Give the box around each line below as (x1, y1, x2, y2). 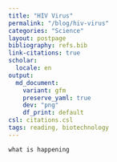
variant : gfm (22, 86, 67, 95)
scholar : (8, 57, 38, 65)
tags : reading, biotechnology (8, 124, 110, 132)
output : (8, 71, 34, 79)
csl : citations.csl (8, 116, 74, 124)
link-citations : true (8, 49, 81, 57)
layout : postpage (8, 34, 67, 43)
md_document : (15, 79, 59, 87)
